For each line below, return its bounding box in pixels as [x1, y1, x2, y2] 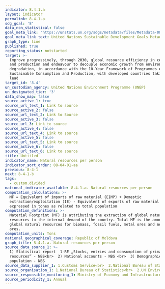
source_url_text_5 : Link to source [5, 140, 78, 145]
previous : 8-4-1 [5, 167, 38, 172]
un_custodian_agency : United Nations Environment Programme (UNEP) [5, 85, 146, 90]
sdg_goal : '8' [5, 21, 34, 26]
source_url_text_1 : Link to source [5, 103, 78, 108]
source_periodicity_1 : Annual [5, 277, 67, 282]
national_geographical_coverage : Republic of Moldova [5, 235, 118, 241]
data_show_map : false [5, 94, 50, 99]
